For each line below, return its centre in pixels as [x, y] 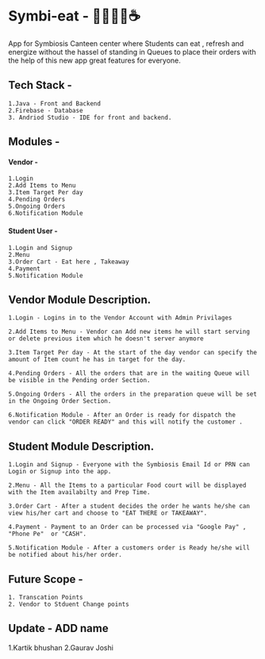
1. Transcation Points [46, 597]
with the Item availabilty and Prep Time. [79, 492]
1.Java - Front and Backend [55, 103]
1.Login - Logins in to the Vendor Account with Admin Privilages [120, 318]
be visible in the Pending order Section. [79, 381]
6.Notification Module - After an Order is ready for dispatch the [122, 415]
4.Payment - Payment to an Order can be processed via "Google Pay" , [127, 527]
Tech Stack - [40, 85]
